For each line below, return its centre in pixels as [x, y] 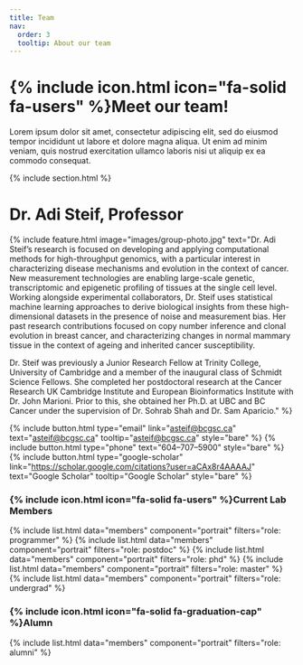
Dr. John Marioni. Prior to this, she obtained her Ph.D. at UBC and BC [137, 401]
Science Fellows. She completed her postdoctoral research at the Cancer [146, 382]
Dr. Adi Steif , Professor [96, 215]
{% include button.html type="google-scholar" [96, 457]
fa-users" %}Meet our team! [119, 107]
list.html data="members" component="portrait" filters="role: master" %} [146, 569]
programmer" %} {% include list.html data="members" [112, 540]
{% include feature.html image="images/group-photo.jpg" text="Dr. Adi [142, 239]
